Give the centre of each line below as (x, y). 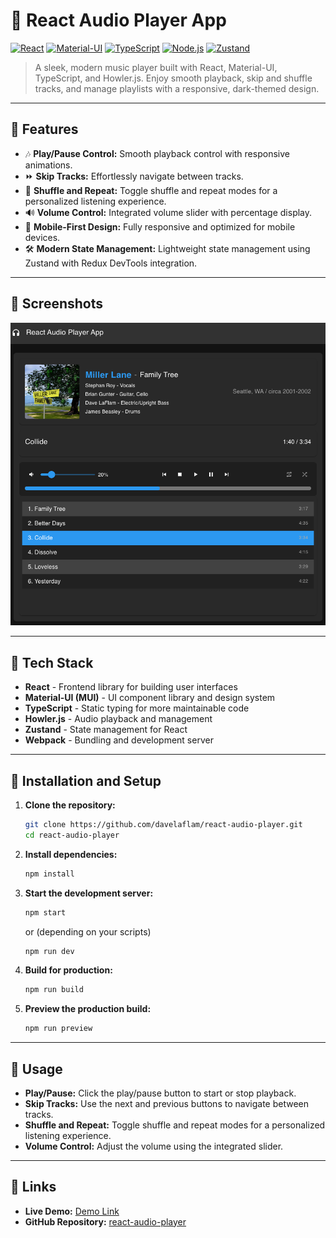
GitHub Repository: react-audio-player (105, 1221)
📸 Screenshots (57, 304)
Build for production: (68, 970)
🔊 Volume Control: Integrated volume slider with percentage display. (168, 212)
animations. (48, 165)
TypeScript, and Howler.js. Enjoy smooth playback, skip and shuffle (173, 78)
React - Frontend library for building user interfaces (131, 687)
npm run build (54, 990)
